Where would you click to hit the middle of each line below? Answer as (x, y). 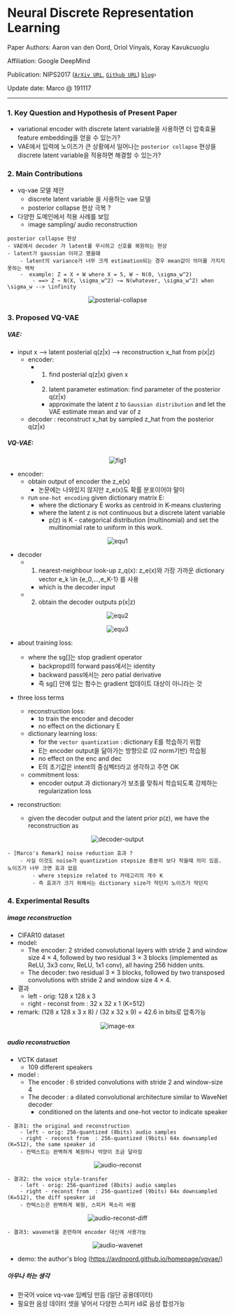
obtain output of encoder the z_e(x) (79, 481)
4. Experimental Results (49, 901)
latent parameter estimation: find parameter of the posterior (135, 389)
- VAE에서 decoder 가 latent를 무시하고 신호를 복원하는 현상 (87, 246)
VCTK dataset (37, 1060)
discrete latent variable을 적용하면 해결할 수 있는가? (89, 155)
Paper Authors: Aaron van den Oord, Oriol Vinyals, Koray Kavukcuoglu (108, 47)
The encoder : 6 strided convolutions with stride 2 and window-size (125, 1082)
